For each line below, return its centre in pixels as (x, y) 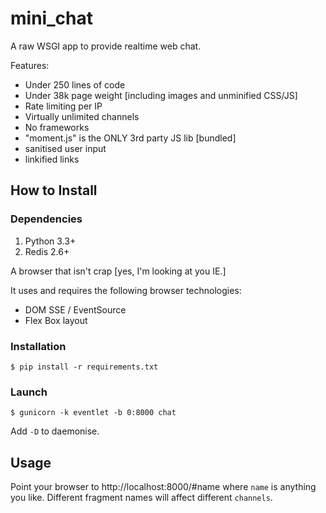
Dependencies (46, 219)
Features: (30, 65)
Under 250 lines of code (75, 84)
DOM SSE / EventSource (75, 309)
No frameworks (57, 127)
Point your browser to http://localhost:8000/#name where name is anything (163, 487)
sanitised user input (65, 148)
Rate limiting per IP (63, 106)
